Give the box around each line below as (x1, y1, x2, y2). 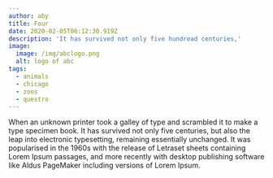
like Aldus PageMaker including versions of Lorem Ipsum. (8, 160, 201, 171)
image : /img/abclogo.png (15, 50, 100, 58)
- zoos (15, 87, 38, 96)
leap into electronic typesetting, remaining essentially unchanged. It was (8, 135, 251, 145)
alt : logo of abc (15, 58, 75, 66)
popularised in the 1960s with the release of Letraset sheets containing (8, 143, 246, 153)
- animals (15, 72, 49, 80)
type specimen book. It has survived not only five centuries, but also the (8, 126, 250, 136)
